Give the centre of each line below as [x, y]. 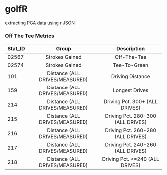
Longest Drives [130, 90]
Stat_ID [16, 49]
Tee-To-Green [131, 65]
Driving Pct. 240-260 [131, 145]
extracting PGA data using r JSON [40, 23]
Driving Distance [130, 77]
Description [131, 49]
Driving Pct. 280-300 [131, 116]
